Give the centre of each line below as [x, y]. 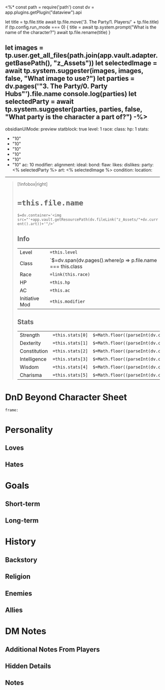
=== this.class [66, 266]
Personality [29, 430]
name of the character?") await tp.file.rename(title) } [58, 32]
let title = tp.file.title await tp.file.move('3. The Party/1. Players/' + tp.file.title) [82, 22]
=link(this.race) [70, 274]
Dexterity [30, 343]
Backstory [21, 560]
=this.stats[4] [70, 367]
